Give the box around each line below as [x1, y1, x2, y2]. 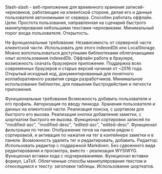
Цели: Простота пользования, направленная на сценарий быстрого [5, 20, 146, 25]
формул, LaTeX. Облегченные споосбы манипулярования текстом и [5, 158, 147, 164]
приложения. [5, 87, 33, 92]
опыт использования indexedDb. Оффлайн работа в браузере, [5, 55, 134, 61]
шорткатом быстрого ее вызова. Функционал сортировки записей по [5, 117, 150, 122]
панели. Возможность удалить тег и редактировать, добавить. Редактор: [5, 137, 158, 143]
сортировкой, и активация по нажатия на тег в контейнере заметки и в [5, 132, 154, 138]
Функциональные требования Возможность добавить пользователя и [5, 96, 151, 102]
